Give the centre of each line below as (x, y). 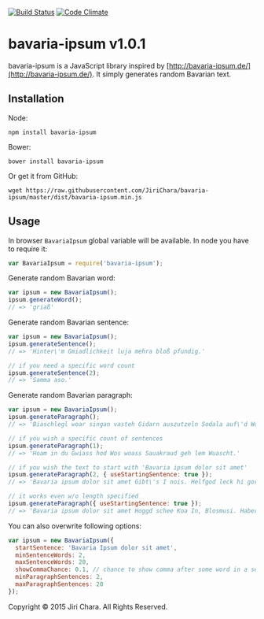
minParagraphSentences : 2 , (59, 577)
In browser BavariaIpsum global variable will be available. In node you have (128, 240)
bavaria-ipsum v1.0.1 (77, 44)
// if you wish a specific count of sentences (86, 438)
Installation (36, 99)
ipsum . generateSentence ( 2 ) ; (54, 373)
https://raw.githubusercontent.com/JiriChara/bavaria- (117, 190)
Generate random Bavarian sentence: (69, 322)
